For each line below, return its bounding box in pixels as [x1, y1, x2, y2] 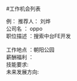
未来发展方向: [6, 69, 40, 75]
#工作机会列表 [6, 5, 41, 12]
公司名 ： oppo [6, 25, 43, 32]
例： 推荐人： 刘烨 [6, 18, 51, 25]
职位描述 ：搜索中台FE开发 [6, 33, 71, 40]
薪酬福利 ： [6, 54, 34, 60]
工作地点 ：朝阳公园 [6, 46, 54, 53]
